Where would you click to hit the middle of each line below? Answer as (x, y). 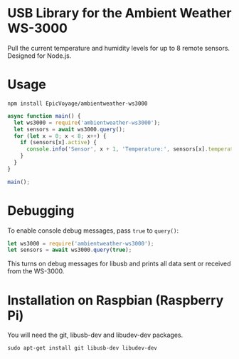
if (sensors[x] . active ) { (59, 143)
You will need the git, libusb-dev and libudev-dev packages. (95, 335)
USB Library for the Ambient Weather (119, 13)
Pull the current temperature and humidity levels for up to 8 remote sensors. (118, 48)
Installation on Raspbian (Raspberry (116, 300)
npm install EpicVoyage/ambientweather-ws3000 (78, 103)
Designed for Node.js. (39, 56)
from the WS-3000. (36, 271)
